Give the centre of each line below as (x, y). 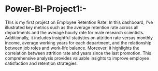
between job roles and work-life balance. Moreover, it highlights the (72, 48)
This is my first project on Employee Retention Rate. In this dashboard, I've (79, 22)
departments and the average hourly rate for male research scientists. (75, 32)
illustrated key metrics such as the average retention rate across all (72, 27)
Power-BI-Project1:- (46, 9)
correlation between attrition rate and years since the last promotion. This (78, 53)
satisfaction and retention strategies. (42, 63)
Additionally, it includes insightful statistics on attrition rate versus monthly (79, 38)
